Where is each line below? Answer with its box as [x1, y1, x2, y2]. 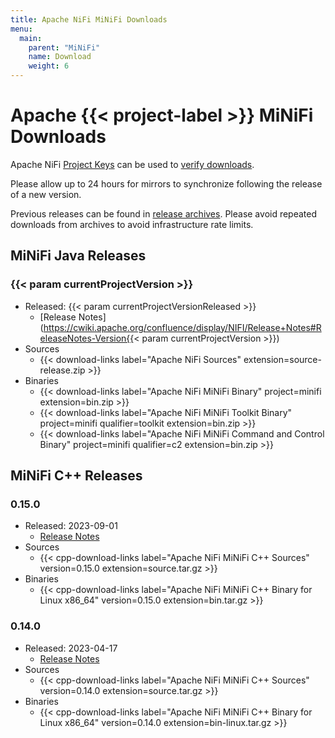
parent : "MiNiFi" [28, 42, 101, 53]
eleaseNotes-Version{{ [39, 332, 135, 344]
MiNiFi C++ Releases [10, 467, 143, 485]
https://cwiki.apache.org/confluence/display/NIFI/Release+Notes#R [43, 321, 322, 333]
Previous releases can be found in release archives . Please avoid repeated [10, 207, 318, 220]
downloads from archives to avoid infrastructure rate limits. [10, 218, 254, 230]
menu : [10, 24, 33, 34]
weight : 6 [28, 61, 70, 71]
